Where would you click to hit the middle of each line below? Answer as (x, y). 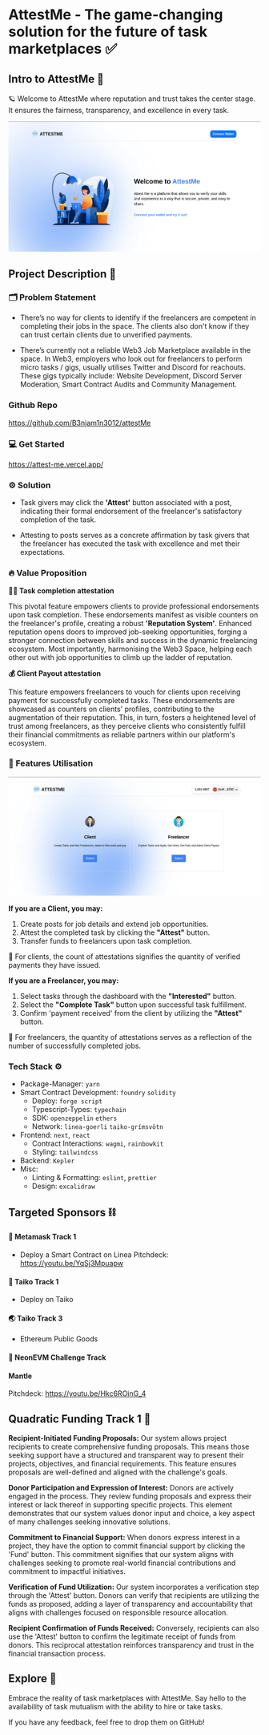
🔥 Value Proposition (48, 573)
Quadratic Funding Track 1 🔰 (80, 1419)
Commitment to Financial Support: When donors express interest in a (124, 1537)
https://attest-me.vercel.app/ (56, 464)
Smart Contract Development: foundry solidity (98, 1093)
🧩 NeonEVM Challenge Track (57, 1357)
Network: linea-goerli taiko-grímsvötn (98, 1126)
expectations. (42, 552)
